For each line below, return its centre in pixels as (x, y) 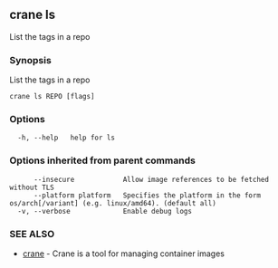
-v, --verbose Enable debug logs (105, 211)
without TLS (32, 187)
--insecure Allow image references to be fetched (151, 179)
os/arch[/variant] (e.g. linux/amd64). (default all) (113, 203)
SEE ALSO (32, 234)
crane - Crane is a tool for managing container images (123, 254)
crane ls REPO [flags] (52, 97)
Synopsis (30, 60)
